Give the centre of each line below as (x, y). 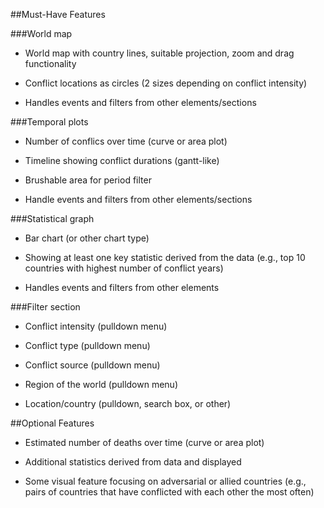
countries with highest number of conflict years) (124, 268)
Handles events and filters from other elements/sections (140, 102)
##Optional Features (52, 423)
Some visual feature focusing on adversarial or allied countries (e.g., (165, 481)
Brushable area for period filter (88, 180)
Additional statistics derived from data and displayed (133, 462)
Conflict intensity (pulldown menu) (96, 326)
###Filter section (45, 307)
